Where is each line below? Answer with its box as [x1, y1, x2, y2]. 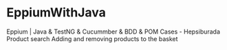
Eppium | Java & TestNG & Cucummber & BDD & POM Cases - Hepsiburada [6, 27, 221, 36]
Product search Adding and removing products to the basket [6, 34, 178, 42]
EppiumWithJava [6, 5, 106, 21]
